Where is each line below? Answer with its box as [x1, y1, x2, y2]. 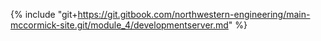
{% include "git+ [10, 9, 78, 20]
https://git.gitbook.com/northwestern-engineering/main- [77, 9, 311, 20]
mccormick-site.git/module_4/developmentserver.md [10, 19, 229, 31]
